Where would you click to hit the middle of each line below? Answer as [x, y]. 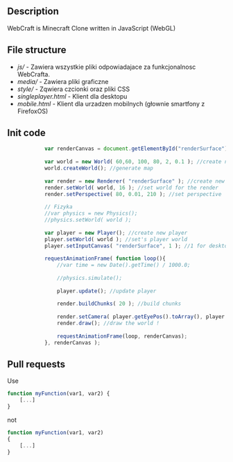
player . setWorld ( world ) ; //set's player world [116, 239]
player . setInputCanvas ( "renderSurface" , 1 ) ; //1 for [125, 246]
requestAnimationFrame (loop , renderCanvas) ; [122, 336]
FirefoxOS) [33, 111]
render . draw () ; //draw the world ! [108, 323]
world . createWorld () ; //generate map [99, 168]
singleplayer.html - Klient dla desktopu [72, 96]
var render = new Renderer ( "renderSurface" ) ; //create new [135, 181]
